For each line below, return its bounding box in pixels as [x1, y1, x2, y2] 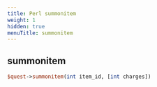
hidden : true [7, 23, 45, 30]
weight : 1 [7, 17, 36, 23]
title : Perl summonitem [7, 10, 77, 17]
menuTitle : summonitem [7, 29, 73, 37]
